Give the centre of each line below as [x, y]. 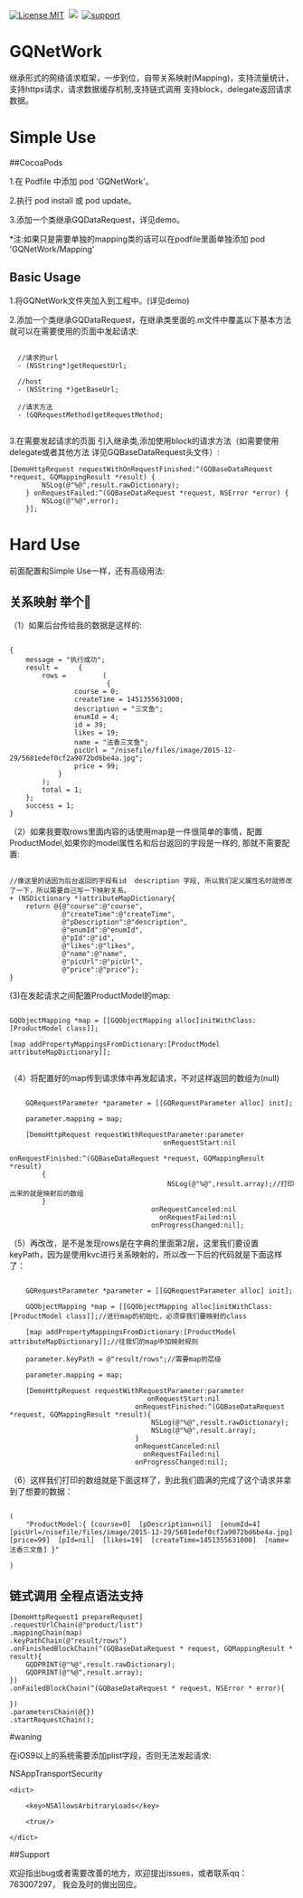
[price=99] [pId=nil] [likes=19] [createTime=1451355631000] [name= [149, 1541]
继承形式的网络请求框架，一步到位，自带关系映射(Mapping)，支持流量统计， [151, 78]
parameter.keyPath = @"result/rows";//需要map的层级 [123, 1360]
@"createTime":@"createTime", [119, 915]
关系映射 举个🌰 [51, 602]
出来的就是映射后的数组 [47, 1194]
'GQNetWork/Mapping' [52, 249]
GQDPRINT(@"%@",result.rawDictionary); [101, 1665]
